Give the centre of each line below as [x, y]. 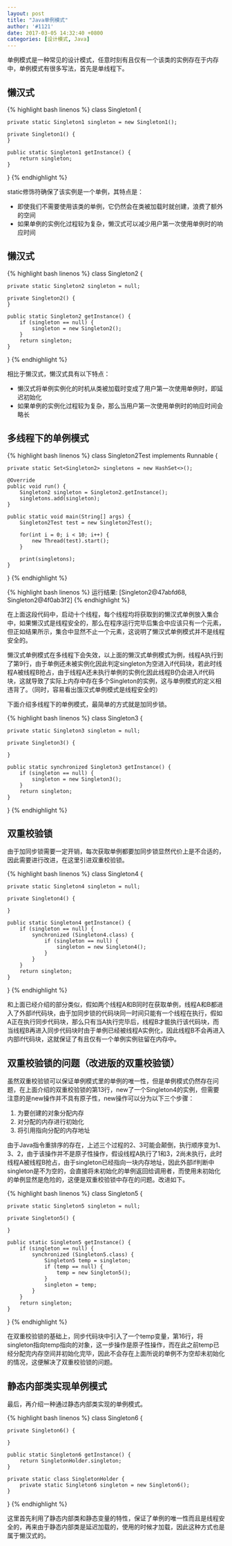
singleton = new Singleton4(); [101, 947]
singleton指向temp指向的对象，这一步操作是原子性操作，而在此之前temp [110, 1345]
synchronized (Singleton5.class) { [83, 1255]
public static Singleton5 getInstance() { [69, 1243]
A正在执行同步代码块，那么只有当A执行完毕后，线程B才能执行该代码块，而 [113, 1022]
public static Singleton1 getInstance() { [69, 152]
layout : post [26, 13]
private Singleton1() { [41, 134]
